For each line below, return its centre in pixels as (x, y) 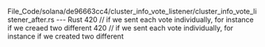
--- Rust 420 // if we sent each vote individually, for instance (155, 20)
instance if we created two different (65, 36)
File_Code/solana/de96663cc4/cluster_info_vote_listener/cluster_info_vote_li (132, 11)
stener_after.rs (31, 20)
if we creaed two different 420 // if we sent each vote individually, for (121, 28)
